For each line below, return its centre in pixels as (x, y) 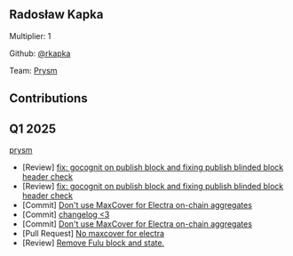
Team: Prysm (33, 70)
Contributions (48, 98)
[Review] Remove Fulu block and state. (93, 243)
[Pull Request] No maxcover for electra (93, 234)
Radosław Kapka (56, 15)
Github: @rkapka (40, 53)
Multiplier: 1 (30, 36)
